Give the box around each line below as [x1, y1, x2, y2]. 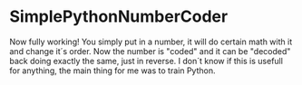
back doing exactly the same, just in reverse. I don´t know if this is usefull [9, 55, 284, 66]
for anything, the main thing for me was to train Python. [9, 65, 216, 76]
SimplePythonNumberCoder [9, 6, 229, 27]
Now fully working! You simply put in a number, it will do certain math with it [9, 36, 293, 47]
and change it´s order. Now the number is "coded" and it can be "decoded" [9, 45, 291, 56]
